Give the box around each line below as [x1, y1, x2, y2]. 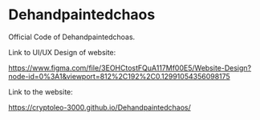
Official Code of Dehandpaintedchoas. [8, 32, 136, 42]
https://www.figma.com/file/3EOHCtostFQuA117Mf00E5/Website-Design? [8, 62, 251, 73]
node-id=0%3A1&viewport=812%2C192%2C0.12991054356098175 [8, 71, 230, 81]
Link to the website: [8, 86, 74, 97]
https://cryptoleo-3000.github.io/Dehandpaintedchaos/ [8, 102, 191, 112]
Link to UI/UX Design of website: [8, 47, 116, 57]
